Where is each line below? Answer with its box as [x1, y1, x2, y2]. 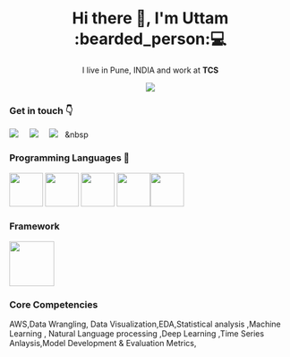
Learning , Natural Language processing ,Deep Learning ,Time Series [9, 328, 265, 339]
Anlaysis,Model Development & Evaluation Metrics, [9, 338, 197, 349]
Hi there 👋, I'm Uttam [72, 8, 229, 29]
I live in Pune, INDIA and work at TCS [81, 65, 219, 75]
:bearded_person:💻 [74, 29, 226, 49]
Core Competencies [9, 298, 98, 310]
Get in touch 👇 [9, 104, 73, 117]
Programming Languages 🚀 [9, 152, 130, 164]
